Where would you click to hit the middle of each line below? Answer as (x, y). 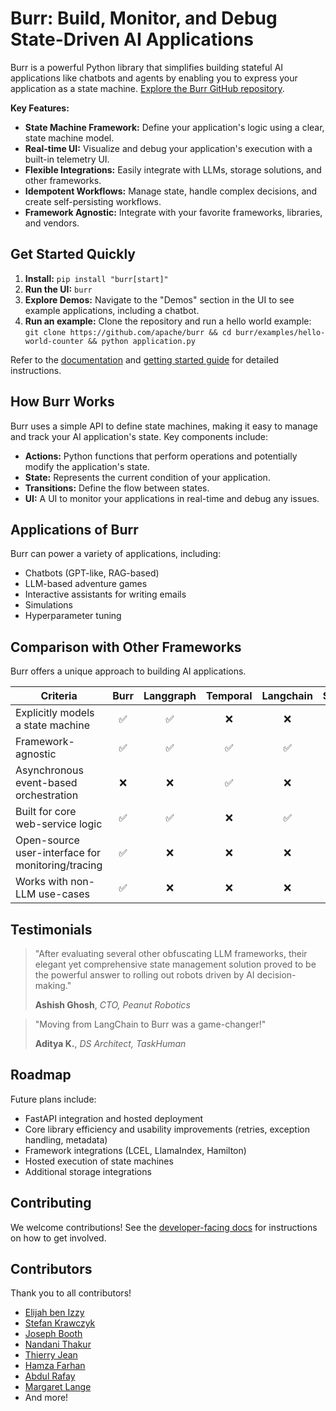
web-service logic (59, 824)
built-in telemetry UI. (67, 159)
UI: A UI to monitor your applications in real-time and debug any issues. (172, 498)
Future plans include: (53, 1099)
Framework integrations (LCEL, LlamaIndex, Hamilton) (135, 1150)
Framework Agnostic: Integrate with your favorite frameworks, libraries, (173, 212)
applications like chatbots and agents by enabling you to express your (154, 78)
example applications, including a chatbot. (112, 310)
